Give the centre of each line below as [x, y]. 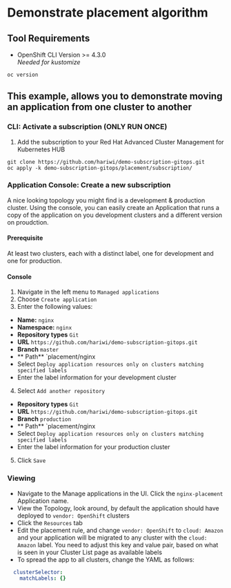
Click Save [31, 460]
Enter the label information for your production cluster [93, 447]
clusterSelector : [38, 572]
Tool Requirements [49, 38]
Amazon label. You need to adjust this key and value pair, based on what [118, 544]
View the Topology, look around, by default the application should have [118, 508]
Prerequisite [25, 238]
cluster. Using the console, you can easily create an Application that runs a [113, 207]
